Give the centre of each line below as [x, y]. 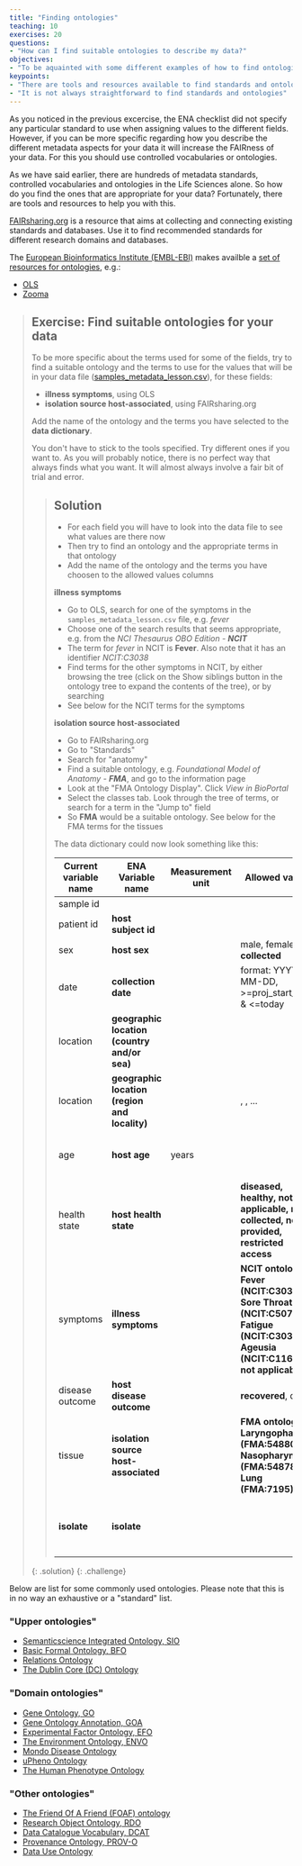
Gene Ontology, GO [58, 1713]
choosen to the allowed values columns [140, 575]
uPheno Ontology [55, 1761]
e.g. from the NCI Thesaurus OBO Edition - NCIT [157, 639]
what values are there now [116, 537]
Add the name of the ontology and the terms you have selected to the [160, 421]
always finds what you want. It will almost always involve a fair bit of [157, 467]
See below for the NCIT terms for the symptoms [156, 706]
